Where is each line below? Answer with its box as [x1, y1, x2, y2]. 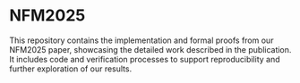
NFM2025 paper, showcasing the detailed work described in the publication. [9, 44, 292, 54]
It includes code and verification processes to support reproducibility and [9, 54, 280, 64]
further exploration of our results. [9, 63, 133, 74]
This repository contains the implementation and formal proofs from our [9, 35, 274, 46]
